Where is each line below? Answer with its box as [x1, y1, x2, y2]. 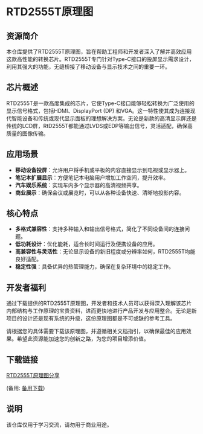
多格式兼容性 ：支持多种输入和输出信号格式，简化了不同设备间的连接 [14, 225, 185, 232]
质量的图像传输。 [6, 130, 49, 137]
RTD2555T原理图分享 [6, 372, 60, 379]
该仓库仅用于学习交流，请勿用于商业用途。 [6, 421, 112, 428]
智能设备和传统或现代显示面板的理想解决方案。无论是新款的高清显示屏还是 [11, 115, 197, 122]
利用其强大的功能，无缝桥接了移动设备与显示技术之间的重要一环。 [6, 63, 170, 70]
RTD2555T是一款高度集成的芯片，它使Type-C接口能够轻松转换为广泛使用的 [6, 100, 195, 107]
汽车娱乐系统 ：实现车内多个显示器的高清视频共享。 [14, 181, 143, 188]
